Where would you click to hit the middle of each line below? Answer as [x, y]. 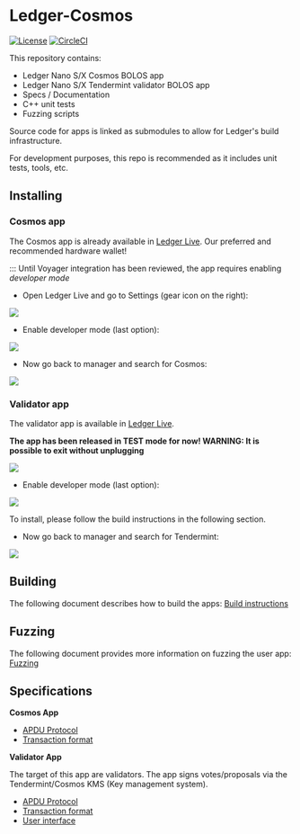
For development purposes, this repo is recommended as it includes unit [143, 157]
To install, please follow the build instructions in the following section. [138, 519]
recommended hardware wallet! [68, 251]
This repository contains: [55, 58]
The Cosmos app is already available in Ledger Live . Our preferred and [141, 241]
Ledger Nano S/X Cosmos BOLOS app [93, 75]
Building [33, 582]
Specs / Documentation [66, 94]
